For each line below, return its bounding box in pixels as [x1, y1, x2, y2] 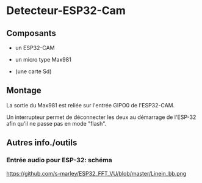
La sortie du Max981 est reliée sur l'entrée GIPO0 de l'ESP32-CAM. [6, 101, 175, 109]
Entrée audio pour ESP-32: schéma [6, 156, 112, 165]
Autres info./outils [6, 138, 78, 148]
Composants [6, 28, 57, 38]
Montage [6, 85, 41, 96]
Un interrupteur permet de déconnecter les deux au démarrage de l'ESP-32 [6, 113, 197, 121]
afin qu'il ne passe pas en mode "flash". [6, 120, 107, 127]
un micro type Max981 [15, 56, 71, 63]
